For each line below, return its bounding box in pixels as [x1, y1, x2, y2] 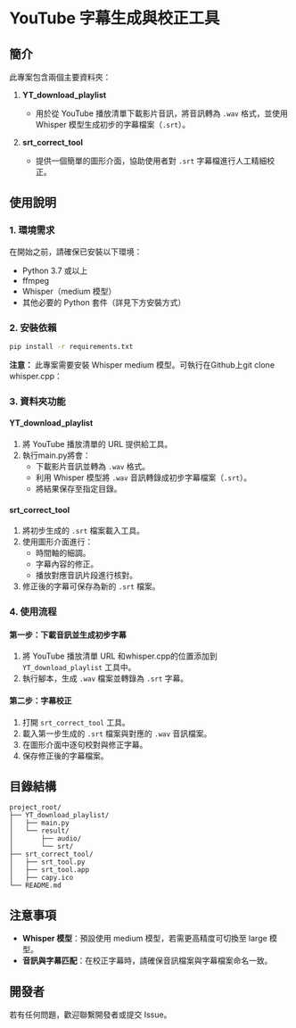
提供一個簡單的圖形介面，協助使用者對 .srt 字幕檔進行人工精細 [35, 155, 267, 166]
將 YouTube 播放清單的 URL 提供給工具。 [21, 438, 173, 449]
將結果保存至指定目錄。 [35, 483, 122, 493]
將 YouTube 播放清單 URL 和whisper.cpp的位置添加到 [21, 651, 218, 661]
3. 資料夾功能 [9, 394, 66, 407]
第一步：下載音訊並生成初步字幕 [9, 629, 127, 640]
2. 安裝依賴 [9, 321, 57, 334]
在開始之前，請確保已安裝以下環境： [9, 246, 143, 257]
